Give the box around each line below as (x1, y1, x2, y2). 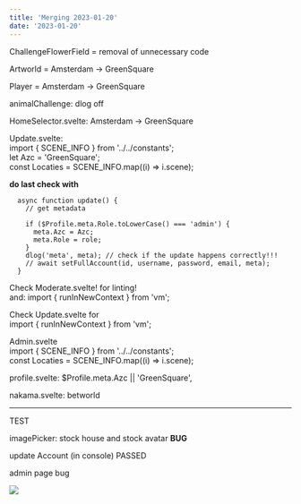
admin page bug (9, 467, 70, 478)
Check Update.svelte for (9, 309, 100, 320)
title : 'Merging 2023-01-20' (9, 13, 118, 22)
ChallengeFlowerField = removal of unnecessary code (9, 46, 210, 56)
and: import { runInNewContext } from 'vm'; (9, 292, 170, 303)
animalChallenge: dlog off (9, 98, 105, 108)
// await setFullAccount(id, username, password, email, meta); (25, 259, 271, 268)
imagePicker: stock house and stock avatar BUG (9, 432, 188, 443)
